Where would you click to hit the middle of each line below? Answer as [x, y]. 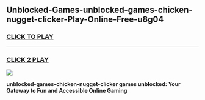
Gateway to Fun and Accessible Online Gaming [67, 90]
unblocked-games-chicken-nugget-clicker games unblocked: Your [94, 84]
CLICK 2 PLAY [27, 59]
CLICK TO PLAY [30, 37]
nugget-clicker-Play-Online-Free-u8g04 [85, 20]
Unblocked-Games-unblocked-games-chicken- [100, 10]
